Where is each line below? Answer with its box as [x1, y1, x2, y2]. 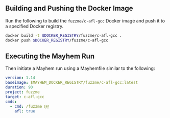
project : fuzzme [5, 89, 40, 95]
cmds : [5, 99, 17, 104]
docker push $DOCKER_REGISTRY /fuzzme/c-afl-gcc [5, 38, 109, 43]
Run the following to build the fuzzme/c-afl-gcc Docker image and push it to [5, 17, 165, 23]
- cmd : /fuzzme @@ [10, 104, 50, 109]
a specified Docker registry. [5, 23, 64, 29]
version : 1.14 [5, 75, 36, 81]
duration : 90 [5, 85, 33, 90]
